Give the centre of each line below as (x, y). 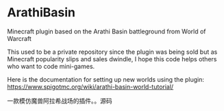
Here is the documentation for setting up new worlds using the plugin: (105, 79)
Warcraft (20, 38)
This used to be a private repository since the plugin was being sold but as (112, 52)
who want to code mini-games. (51, 66)
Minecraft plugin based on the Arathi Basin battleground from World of (107, 31)
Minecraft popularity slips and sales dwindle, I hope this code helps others (112, 59)
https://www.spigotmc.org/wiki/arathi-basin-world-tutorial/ (90, 86)
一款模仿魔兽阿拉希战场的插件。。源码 (60, 101)
